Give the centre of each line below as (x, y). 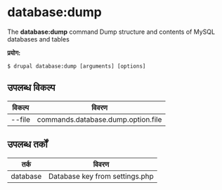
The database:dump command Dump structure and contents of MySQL (111, 32)
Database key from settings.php (101, 176)
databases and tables (39, 39)
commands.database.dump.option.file (99, 119)
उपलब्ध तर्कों (27, 145)
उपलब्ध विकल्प (31, 88)
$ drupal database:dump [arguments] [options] (77, 66)
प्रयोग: (14, 53)
